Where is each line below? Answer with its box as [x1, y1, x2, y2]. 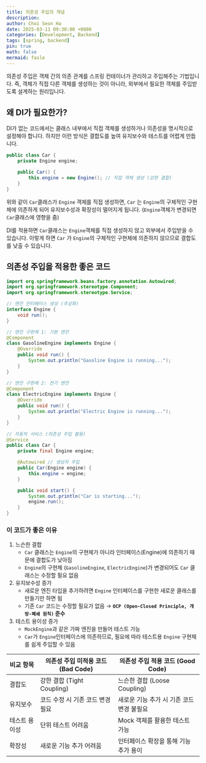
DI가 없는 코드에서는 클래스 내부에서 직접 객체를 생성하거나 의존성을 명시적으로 [6, 125, 194, 132]
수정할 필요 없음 [40, 571, 79, 579]
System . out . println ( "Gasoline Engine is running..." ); [28, 357, 172, 363]
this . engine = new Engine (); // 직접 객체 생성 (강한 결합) [28, 175, 172, 181]
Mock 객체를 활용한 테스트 [118, 716, 190, 725]
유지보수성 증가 [15, 579, 52, 587]
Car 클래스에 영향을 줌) [6, 213, 59, 221]
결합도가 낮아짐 [36, 556, 72, 564]
